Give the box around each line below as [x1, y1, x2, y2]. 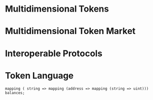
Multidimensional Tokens [5, 3, 109, 15]
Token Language [5, 70, 74, 81]
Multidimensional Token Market [5, 26, 136, 37]
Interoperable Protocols [5, 48, 103, 59]
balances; [5, 90, 25, 95]
